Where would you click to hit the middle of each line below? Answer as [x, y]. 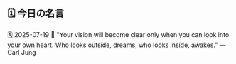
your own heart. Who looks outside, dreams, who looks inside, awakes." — [117, 45]
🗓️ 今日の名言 [36, 14]
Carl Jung [22, 52]
